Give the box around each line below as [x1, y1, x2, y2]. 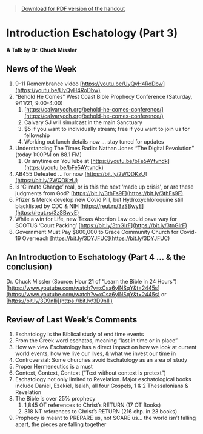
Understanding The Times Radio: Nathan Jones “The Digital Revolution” [15, 144, 195, 152]
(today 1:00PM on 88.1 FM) [15, 151, 82, 158]
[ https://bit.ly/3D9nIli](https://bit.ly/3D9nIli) [6, 297, 113, 304]
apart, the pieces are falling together [15, 421, 107, 428]
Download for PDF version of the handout [21, 5, 125, 12]
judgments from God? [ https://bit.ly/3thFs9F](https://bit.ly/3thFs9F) [15, 189, 184, 196]
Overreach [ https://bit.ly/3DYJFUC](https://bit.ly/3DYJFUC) [22, 235, 170, 242]
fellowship [24, 132, 50, 139]
